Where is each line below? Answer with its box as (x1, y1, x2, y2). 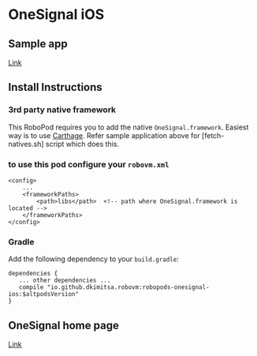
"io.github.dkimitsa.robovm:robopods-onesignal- (47, 283, 210, 291)
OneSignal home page (8, 318, 120, 332)
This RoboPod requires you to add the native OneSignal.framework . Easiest (8, 122, 249, 132)
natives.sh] (8, 139, 45, 148)
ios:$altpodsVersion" (8, 290, 80, 298)
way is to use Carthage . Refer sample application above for (8, 130, 200, 140)
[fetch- (201, 130, 225, 140)
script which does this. (45, 139, 120, 148)
